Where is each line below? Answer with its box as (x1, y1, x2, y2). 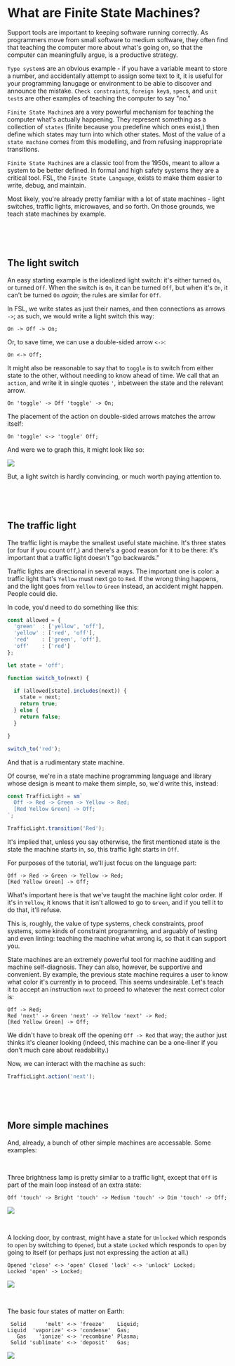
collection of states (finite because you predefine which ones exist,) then (7, 122, 220, 131)
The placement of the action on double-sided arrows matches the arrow (7, 412, 216, 420)
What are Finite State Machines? (7, 5, 201, 21)
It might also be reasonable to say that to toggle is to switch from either (7, 363, 214, 372)
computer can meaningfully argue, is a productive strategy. (7, 51, 179, 59)
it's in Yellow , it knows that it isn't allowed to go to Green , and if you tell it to (7, 898, 224, 906)
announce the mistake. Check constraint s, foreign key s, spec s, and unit (7, 86, 217, 95)
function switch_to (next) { (7, 675, 90, 682)
